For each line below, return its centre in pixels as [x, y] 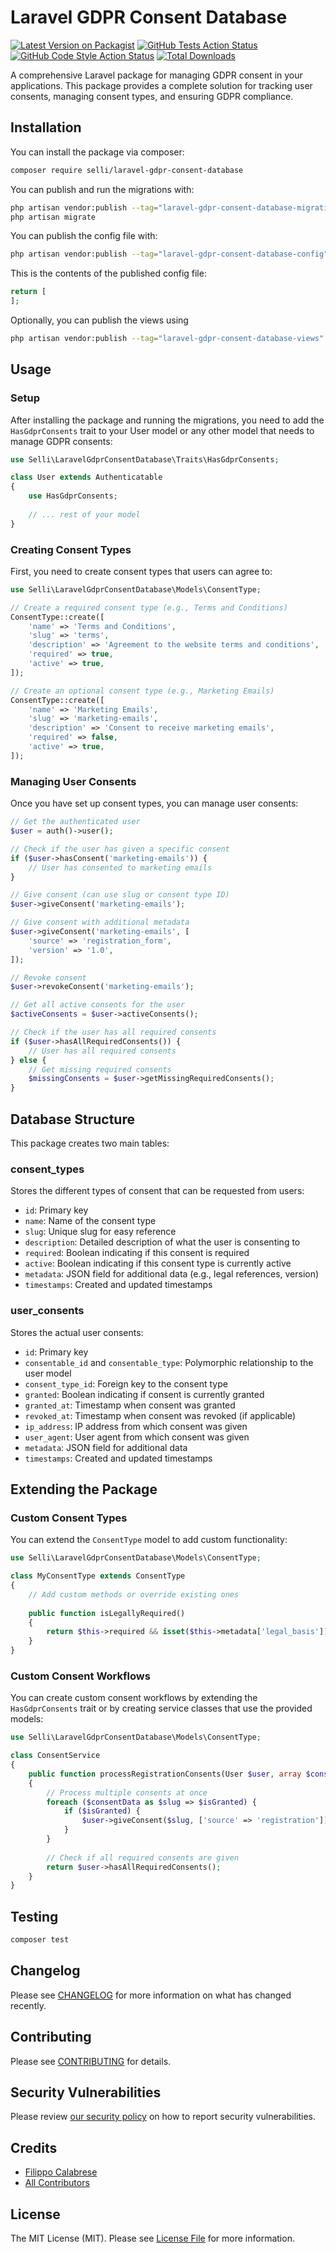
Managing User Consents [73, 781]
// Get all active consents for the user [98, 1005]
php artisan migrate [53, 217]
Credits [34, 2147]
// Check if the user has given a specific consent [120, 849]
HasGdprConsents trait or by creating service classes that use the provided [161, 1708]
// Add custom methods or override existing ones [134, 1594]
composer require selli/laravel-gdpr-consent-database [127, 170]
